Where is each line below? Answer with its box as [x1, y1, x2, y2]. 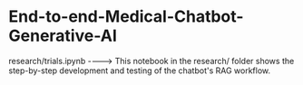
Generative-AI [8, 25, 117, 46]
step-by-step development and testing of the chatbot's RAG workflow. [8, 65, 271, 76]
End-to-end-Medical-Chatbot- [8, 6, 244, 27]
